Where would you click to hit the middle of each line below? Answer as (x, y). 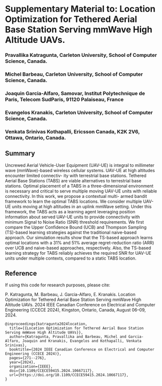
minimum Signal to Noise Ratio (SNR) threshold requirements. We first (74, 222)
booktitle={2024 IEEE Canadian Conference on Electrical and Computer (82, 350)
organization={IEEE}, (31, 367)
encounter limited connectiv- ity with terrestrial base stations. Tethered (76, 175)
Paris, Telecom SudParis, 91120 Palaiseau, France (64, 99)
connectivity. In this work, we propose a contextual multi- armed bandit (76, 196)
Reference (21, 273)
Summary (20, 153)
